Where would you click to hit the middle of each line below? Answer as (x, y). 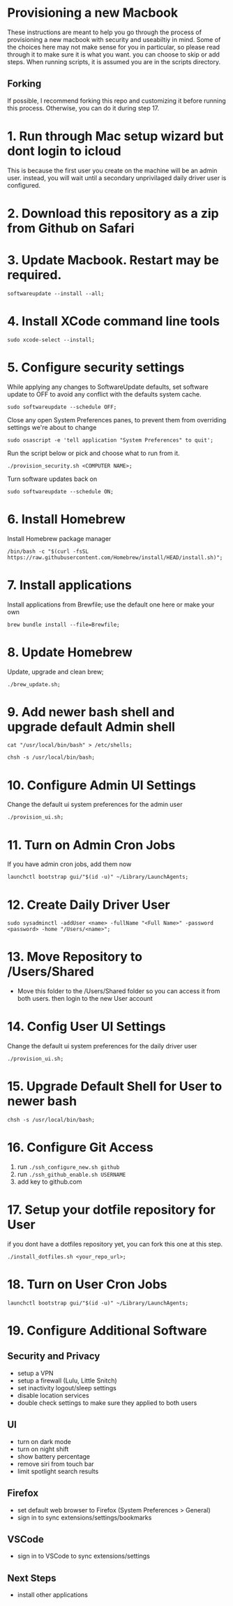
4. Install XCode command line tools (113, 321)
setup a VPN (35, 1373)
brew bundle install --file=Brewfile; (63, 625)
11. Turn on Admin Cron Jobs (91, 845)
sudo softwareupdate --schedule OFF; (62, 407)
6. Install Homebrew (66, 519)
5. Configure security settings (96, 367)
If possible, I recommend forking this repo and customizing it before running (117, 101)
